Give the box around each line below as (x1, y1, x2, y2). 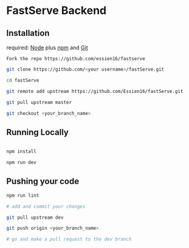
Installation (6, 28, 50, 38)
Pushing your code (6, 176, 80, 187)
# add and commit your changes (6, 203, 86, 210)
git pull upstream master (6, 99, 72, 105)
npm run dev (6, 159, 36, 166)
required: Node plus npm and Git (6, 44, 88, 51)
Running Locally (6, 127, 69, 137)
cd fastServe (6, 77, 40, 83)
